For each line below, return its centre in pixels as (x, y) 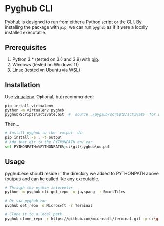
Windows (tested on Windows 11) (45, 64)
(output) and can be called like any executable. (52, 179)
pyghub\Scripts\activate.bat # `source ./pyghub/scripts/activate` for (81, 115)
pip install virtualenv (29, 106)
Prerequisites (26, 47)
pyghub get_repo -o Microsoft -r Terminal (49, 206)
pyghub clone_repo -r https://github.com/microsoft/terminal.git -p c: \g (82, 219)
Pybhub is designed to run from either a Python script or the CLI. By (73, 22)
